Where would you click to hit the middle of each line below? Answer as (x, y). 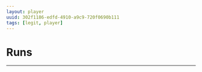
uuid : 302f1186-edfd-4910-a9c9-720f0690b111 (63, 17)
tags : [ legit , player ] (35, 23)
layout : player (25, 12)
